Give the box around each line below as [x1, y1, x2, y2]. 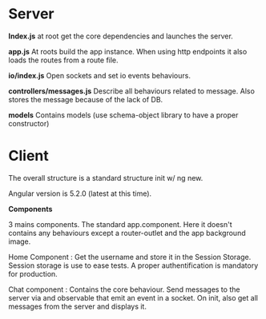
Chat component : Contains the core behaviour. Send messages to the [8, 285, 240, 294]
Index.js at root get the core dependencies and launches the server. [8, 31, 234, 41]
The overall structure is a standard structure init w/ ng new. [8, 173, 204, 182]
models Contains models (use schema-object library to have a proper [8, 110, 239, 120]
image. [8, 237, 31, 246]
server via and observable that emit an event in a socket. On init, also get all [8, 293, 259, 302]
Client [8, 147, 50, 165]
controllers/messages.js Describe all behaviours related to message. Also [8, 86, 255, 96]
